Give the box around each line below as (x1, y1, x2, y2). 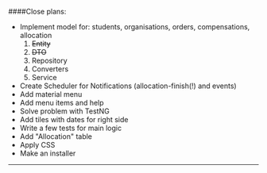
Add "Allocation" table (19, 132, 93, 141)
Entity (31, 39, 51, 48)
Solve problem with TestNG (19, 106, 110, 116)
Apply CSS (19, 140, 56, 149)
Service (31, 73, 57, 82)
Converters (31, 64, 69, 74)
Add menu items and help (19, 98, 105, 107)
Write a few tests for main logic (19, 123, 122, 133)
